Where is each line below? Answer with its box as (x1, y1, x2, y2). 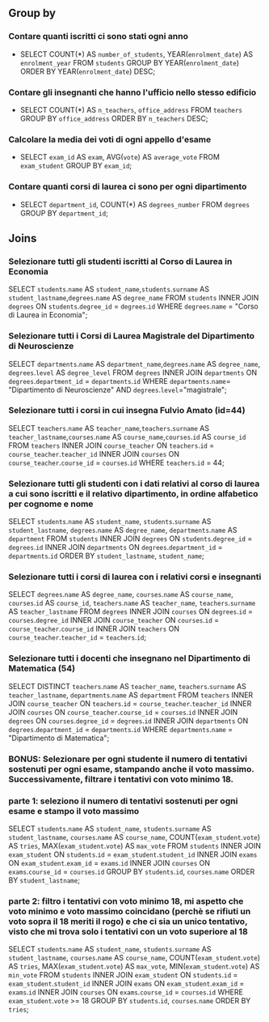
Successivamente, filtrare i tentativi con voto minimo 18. (8, 773, 234, 785)
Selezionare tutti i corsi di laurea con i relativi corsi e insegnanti (8, 571, 262, 582)
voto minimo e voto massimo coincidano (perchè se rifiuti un (8, 905, 251, 917)
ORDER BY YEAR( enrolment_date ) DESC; (19, 66, 156, 76)
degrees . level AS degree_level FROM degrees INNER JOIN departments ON (8, 368, 258, 377)
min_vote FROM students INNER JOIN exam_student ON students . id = (8, 970, 238, 980)
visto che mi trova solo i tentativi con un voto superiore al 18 (8, 926, 248, 937)
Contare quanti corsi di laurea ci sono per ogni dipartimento (8, 181, 247, 193)
